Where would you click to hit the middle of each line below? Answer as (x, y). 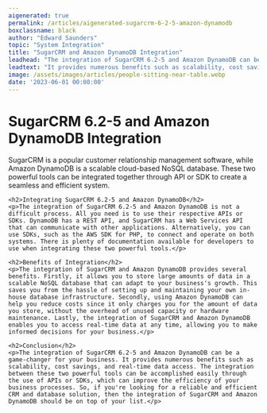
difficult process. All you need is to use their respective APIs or (126, 214)
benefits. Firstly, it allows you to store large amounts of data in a (129, 276)
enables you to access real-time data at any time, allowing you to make (133, 325)
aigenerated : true (39, 15)
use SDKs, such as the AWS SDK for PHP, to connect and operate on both (131, 235)
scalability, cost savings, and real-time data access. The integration (131, 367)
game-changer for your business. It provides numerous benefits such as (131, 360)
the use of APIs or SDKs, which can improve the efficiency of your (124, 381)
